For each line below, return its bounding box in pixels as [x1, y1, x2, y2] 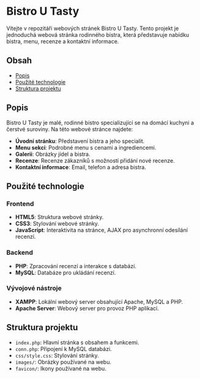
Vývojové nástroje [6, 284, 62, 293]
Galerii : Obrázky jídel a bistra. [15, 150, 91, 158]
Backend [6, 249, 34, 257]
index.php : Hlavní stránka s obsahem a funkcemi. [15, 339, 139, 346]
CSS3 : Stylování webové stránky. [15, 220, 100, 228]
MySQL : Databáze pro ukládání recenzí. [15, 269, 116, 276]
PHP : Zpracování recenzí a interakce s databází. [15, 262, 136, 269]
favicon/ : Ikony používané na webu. [15, 364, 107, 372]
